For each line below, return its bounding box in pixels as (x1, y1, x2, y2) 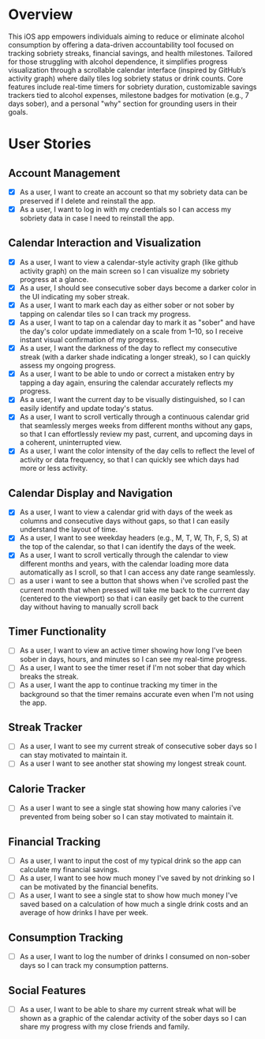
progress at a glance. (19, 274, 89, 284)
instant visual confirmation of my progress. (19, 335, 159, 344)
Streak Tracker (8, 721, 83, 734)
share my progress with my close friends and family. (19, 1022, 190, 1032)
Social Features (8, 984, 87, 997)
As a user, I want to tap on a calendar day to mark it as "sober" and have (19, 318, 256, 327)
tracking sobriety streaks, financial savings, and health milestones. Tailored (8, 48, 253, 58)
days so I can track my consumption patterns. (19, 961, 169, 970)
